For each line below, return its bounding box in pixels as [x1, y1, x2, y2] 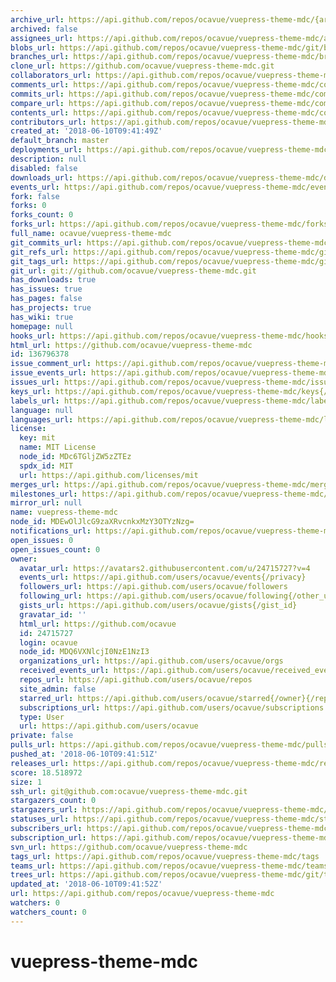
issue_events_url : [10, 368, 87, 378]
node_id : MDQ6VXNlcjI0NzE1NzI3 [19, 647, 150, 657]
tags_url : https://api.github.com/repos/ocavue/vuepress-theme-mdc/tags [10, 851, 320, 861]
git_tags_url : [10, 256, 70, 266]
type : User [19, 712, 65, 722]
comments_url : [10, 80, 70, 90]
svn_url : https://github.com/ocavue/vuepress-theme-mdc [10, 842, 248, 852]
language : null [10, 405, 74, 415]
